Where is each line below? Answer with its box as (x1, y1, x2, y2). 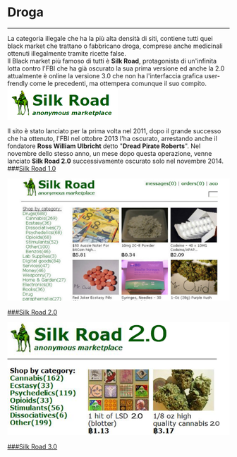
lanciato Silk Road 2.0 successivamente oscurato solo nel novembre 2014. (7, 157, 224, 165)
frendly (7, 79, 28, 87)
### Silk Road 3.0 (7, 442, 58, 451)
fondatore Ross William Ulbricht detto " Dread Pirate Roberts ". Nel (7, 142, 201, 150)
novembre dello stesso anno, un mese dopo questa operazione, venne (7, 149, 212, 157)
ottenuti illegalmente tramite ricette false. (7, 49, 127, 57)
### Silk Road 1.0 (7, 164, 56, 173)
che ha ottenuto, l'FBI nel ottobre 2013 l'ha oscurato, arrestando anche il (7, 134, 217, 142)
